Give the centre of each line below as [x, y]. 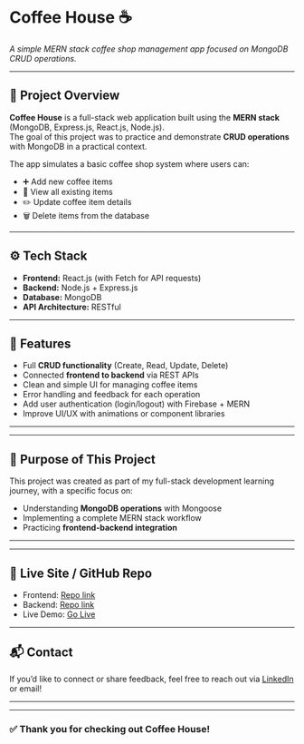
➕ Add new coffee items [67, 181]
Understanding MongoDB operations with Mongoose [122, 508]
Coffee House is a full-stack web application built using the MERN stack [145, 117]
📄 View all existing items [67, 191]
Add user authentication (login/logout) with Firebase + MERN [136, 404]
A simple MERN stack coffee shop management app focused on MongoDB [149, 49]
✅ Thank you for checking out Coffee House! [110, 729]
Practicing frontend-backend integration [100, 528]
